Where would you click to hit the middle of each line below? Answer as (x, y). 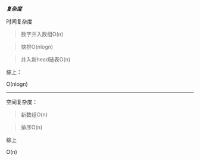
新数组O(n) (34, 114)
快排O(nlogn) (37, 47)
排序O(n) (32, 127)
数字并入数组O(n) (42, 34)
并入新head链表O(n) (45, 59)
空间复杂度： (22, 102)
